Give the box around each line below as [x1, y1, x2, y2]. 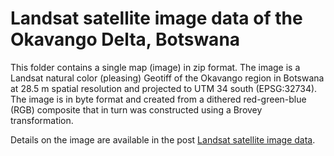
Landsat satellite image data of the [10, 7, 303, 30]
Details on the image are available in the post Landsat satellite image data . [10, 133, 316, 146]
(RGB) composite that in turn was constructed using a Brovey [10, 103, 263, 116]
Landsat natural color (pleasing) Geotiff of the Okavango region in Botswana [10, 72, 325, 84]
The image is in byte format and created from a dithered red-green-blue [10, 93, 307, 105]
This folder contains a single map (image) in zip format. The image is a [10, 61, 301, 73]
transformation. [10, 114, 74, 126]
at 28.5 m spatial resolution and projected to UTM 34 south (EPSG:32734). [10, 82, 318, 94]
